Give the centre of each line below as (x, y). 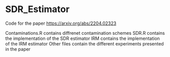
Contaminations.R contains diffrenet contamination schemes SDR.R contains (85, 33)
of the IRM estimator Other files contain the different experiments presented (84, 43)
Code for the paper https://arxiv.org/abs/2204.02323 (61, 23)
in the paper (18, 49)
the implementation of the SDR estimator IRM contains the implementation (82, 38)
